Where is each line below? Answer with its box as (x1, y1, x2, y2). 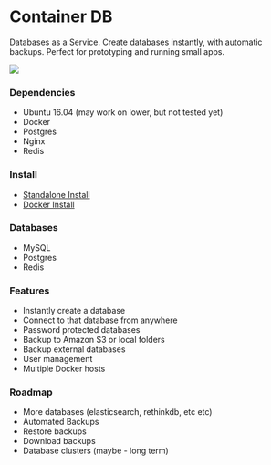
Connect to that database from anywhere (22, 315, 178, 325)
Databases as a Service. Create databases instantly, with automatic (9, 36, 263, 47)
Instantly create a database (22, 305, 126, 316)
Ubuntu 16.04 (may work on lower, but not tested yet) (22, 107, 224, 118)
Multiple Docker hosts (22, 363, 106, 375)
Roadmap (9, 386, 53, 398)
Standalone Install (22, 189, 90, 200)
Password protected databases (22, 325, 141, 336)
